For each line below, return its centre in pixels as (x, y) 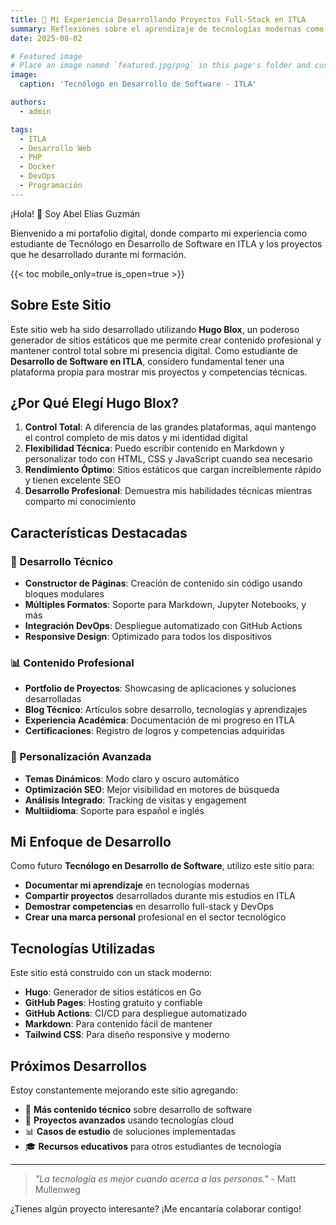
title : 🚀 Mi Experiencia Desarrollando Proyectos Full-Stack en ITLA (158, 19)
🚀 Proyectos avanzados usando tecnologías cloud (129, 1120)
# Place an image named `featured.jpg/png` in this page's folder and (160, 66)
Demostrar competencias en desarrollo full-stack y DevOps (149, 907)
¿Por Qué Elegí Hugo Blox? (95, 402)
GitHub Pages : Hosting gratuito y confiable (113, 1003)
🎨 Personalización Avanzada (81, 757)
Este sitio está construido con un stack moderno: (111, 973)
